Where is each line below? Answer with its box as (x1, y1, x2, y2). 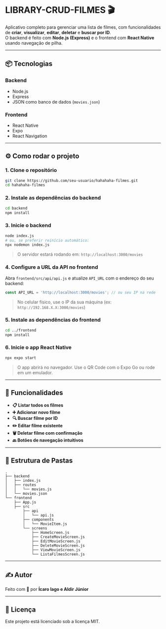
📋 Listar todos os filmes (12, 402, 63, 408)
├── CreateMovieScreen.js (31, 534, 85, 540)
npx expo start (5, 355, 37, 360)
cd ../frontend (5, 328, 37, 333)
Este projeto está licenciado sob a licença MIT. (5, 618, 100, 624)
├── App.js (14, 500, 37, 505)
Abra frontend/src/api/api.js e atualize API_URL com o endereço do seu (5, 275, 154, 281)
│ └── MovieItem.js (23, 521, 68, 526)
